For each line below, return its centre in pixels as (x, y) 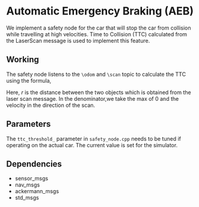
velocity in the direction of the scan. (51, 105)
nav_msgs (27, 185)
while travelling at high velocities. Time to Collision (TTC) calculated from (97, 34)
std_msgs (27, 198)
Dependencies (34, 164)
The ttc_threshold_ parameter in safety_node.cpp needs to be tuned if (94, 139)
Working (23, 59)
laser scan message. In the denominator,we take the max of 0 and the (93, 98)
